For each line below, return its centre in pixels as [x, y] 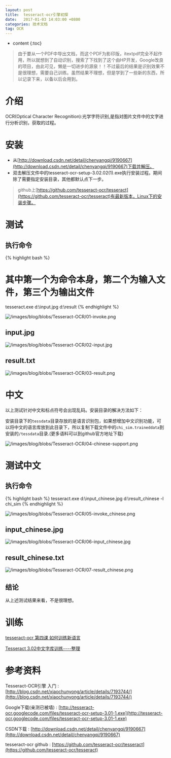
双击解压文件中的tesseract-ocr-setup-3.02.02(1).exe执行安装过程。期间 [87, 173]
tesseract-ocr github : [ [29, 744]
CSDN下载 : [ [19, 729]
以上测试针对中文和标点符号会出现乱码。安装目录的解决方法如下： [74, 410]
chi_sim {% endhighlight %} [34, 504]
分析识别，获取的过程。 [34, 123]
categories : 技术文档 [27, 24]
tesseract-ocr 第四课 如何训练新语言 [43, 637]
